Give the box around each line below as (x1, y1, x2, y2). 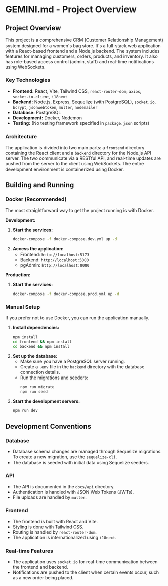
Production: (5, 272, 31, 278)
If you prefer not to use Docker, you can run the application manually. (5, 315, 150, 321)
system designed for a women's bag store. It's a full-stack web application (5, 43, 161, 49)
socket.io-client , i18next (12, 94, 68, 100)
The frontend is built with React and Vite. (12, 518, 98, 524)
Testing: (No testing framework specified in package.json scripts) (12, 120, 150, 127)
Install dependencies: (12, 325, 60, 331)
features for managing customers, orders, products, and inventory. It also (5, 53, 158, 59)
